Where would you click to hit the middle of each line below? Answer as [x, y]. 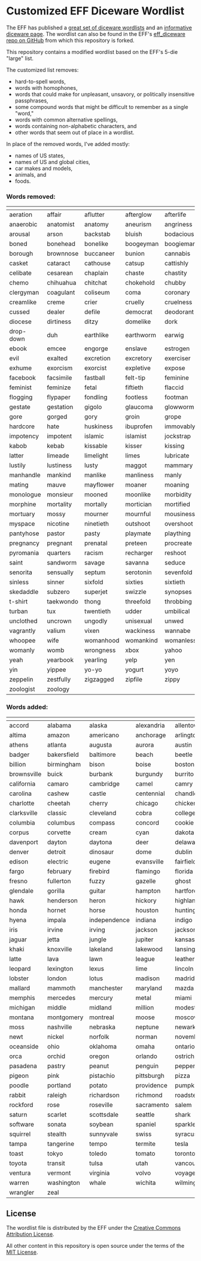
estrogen [177, 348]
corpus [19, 832]
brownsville [25, 774]
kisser [134, 446]
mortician [138, 504]
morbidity [178, 495]
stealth [57, 1134]
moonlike [138, 495]
